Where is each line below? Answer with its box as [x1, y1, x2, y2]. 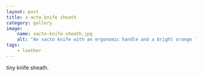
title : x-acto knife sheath [6, 14, 77, 20]
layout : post [6, 8, 39, 15]
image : [6, 25, 23, 32]
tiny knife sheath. [6, 64, 49, 71]
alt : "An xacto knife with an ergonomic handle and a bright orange [17, 36, 192, 42]
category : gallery [6, 20, 52, 26]
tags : [6, 42, 20, 48]
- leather [17, 48, 42, 54]
